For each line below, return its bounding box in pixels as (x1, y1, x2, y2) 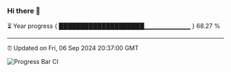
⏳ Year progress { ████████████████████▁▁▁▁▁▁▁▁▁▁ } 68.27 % (7, 22, 221, 30)
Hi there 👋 (7, 6, 41, 16)
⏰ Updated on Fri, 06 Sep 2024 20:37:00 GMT (7, 44, 139, 52)
